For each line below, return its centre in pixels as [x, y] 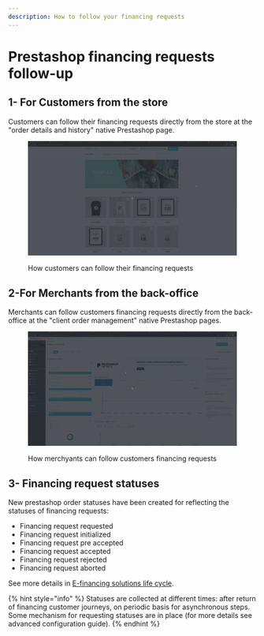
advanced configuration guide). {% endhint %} [84, 624]
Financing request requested [66, 526]
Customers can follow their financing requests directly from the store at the [130, 122]
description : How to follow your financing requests [97, 17]
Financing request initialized [65, 535]
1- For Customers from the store [88, 103]
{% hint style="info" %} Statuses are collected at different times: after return [132, 599]
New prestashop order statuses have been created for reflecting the [119, 503]
